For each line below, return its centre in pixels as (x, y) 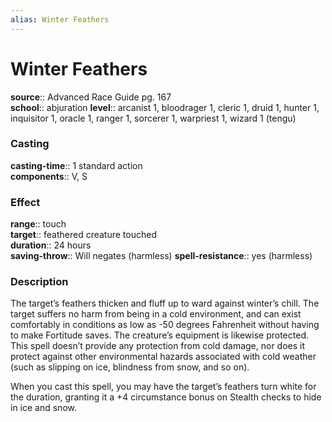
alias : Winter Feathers (60, 19)
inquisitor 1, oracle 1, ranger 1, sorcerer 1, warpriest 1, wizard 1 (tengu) (153, 118)
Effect (25, 202)
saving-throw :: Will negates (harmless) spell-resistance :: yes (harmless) (161, 256)
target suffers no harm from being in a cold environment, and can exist (156, 314)
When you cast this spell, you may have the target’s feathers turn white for (163, 387)
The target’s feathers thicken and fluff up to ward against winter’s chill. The (165, 303)
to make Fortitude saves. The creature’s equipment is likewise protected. (159, 335)
